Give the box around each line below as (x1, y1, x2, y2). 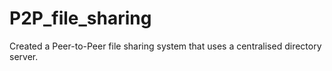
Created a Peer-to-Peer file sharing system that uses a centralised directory (9, 40, 322, 52)
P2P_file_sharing (9, 7, 152, 30)
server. (9, 50, 39, 62)
